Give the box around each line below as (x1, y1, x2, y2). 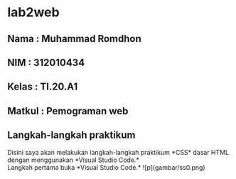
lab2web (7, 4, 60, 21)
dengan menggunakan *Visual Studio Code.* (7, 156, 140, 164)
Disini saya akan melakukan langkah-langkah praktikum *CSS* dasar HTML (7, 148, 230, 156)
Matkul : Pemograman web (7, 104, 129, 117)
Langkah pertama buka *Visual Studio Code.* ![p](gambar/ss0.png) (7, 163, 205, 171)
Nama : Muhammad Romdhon (7, 33, 141, 45)
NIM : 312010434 (7, 56, 85, 68)
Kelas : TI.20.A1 (7, 81, 78, 93)
